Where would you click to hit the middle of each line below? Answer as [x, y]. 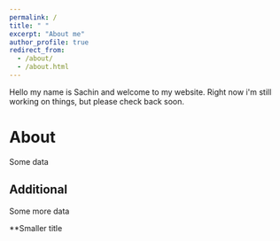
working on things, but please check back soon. [97, 101]
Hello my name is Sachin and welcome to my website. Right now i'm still [140, 92]
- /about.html [43, 67]
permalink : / [33, 17]
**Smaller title [36, 228]
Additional [39, 190]
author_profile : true [49, 42]
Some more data [39, 211]
